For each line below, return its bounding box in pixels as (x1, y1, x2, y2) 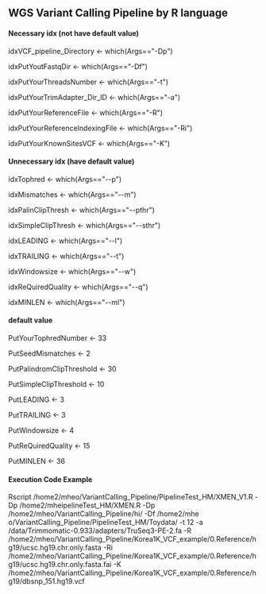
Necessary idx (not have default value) (8, 28, 139, 38)
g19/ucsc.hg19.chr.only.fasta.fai (8, 560, 112, 569)
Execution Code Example (8, 474, 93, 484)
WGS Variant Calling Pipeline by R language (8, 6, 229, 20)
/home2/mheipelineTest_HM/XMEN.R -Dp (19, 500, 156, 511)
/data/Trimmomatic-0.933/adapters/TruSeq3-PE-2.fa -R (8, 526, 192, 535)
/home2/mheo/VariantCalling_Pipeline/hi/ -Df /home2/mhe (8, 509, 200, 519)
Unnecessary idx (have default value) (8, 156, 135, 166)
